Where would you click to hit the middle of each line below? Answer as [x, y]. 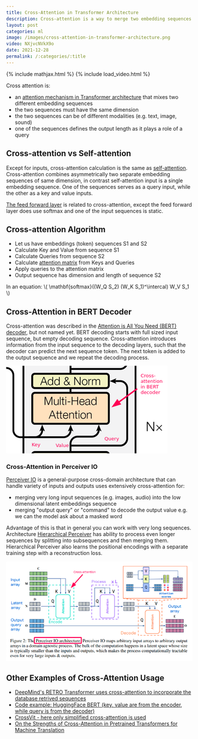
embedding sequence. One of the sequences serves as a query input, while [98, 186]
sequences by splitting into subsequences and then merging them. [87, 541]
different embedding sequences [54, 103]
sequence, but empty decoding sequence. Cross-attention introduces [91, 339]
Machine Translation [40, 730]
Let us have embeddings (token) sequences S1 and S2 [81, 244]
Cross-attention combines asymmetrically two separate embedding [88, 174]
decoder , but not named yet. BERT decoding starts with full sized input [92, 332]
